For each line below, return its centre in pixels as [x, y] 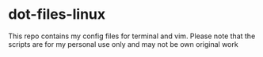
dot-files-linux [57, 14]
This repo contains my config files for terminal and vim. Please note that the [132, 36]
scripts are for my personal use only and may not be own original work [124, 44]
